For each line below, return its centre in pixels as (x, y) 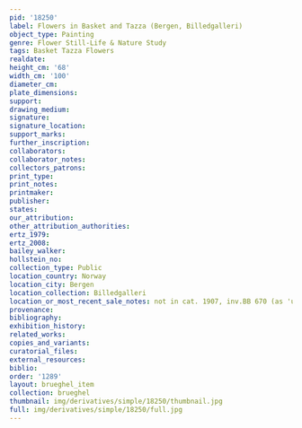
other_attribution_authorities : (70, 226)
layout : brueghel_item (52, 385)
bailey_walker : (38, 251)
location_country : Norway (58, 276)
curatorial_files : (44, 351)
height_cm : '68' (40, 68)
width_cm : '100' (40, 76)
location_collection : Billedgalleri (78, 293)
